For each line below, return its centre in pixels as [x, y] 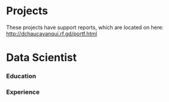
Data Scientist [42, 58]
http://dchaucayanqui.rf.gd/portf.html [52, 33]
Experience [23, 92]
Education [21, 76]
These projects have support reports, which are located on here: [85, 27]
